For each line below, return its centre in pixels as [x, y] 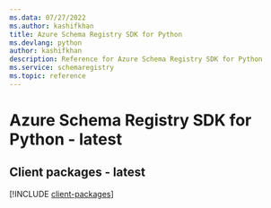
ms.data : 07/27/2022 [48, 17]
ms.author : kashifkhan [52, 26]
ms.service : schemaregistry [62, 68]
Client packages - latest [78, 173]
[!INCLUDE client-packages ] [61, 194]
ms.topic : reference [48, 76]
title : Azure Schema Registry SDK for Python [96, 34]
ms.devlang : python [46, 43]
